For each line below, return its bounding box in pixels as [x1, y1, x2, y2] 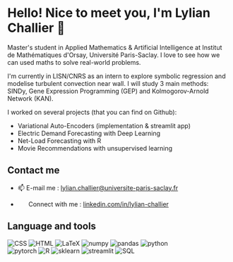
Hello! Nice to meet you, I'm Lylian [7, 5, 210, 21]
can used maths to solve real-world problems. [7, 58, 141, 66]
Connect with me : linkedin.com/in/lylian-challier [28, 199, 169, 208]
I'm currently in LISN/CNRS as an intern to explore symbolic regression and [7, 72, 226, 80]
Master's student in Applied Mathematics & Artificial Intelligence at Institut [7, 43, 222, 51]
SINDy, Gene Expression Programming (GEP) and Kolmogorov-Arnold [7, 87, 210, 95]
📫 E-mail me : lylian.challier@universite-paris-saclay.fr [17, 183, 179, 192]
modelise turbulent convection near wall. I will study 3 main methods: [7, 79, 209, 87]
